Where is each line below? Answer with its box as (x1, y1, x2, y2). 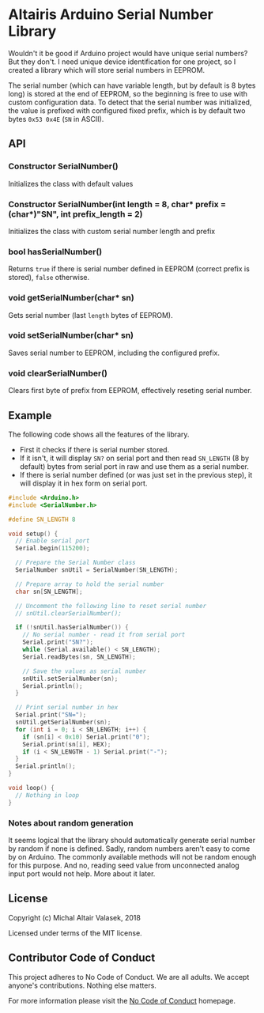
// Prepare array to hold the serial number (15, 580, 164, 588)
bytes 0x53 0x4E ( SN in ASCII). (8, 114, 104, 123)
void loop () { (8, 784, 55, 792)
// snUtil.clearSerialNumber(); (15, 609, 123, 618)
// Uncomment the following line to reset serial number (15, 602, 207, 610)
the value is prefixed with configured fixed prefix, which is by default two (8, 105, 246, 115)
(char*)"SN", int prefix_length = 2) (8, 208, 143, 219)
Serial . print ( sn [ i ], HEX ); (22, 740, 111, 748)
